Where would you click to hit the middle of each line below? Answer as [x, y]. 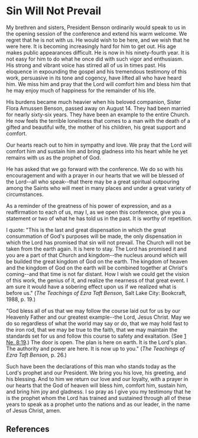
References [28, 429]
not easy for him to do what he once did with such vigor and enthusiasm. [95, 59]
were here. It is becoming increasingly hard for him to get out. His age [91, 46]
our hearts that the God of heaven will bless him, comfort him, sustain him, [97, 385]
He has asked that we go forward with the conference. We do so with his [95, 169]
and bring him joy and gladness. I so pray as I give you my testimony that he [98, 391]
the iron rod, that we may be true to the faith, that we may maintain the [92, 329]
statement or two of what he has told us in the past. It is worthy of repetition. [99, 218]
